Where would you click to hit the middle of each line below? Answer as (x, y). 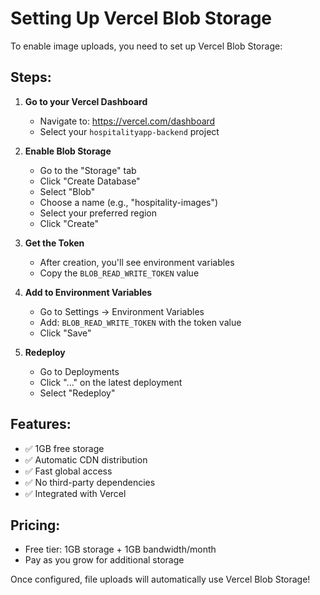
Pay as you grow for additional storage (104, 560)
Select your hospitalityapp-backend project (129, 131)
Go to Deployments (79, 371)
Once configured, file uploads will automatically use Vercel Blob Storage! (160, 579)
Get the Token (54, 243)
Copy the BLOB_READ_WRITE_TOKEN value (119, 273)
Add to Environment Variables (88, 292)
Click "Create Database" (90, 181)
